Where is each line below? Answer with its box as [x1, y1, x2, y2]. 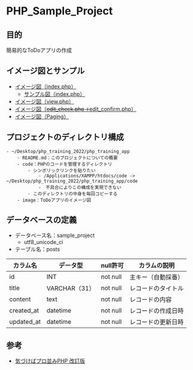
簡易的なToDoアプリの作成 [6, 47, 72, 53]
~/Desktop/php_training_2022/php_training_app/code [6, 178, 138, 184]
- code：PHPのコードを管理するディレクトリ [17, 161, 113, 167]
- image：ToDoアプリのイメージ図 [17, 197, 92, 203]
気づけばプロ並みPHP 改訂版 [14, 357, 86, 365]
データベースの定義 [6, 215, 77, 225]
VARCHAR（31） [46, 284, 95, 293]
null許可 [101, 261, 124, 270]
